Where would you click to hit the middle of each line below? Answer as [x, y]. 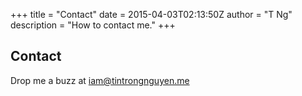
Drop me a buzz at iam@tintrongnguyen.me [100, 80]
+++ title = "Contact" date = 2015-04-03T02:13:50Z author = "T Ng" [151, 14]
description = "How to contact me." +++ [93, 25]
